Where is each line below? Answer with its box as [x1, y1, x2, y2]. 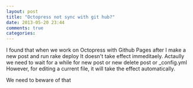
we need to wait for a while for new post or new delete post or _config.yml [6, 59, 188, 66]
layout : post [6, 8, 38, 15]
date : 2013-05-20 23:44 [6, 19, 65, 25]
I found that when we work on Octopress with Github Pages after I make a [6, 46, 186, 53]
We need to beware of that [6, 77, 71, 84]
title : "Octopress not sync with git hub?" [6, 14, 115, 20]
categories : [6, 31, 36, 36]
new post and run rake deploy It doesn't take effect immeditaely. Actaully [6, 53, 185, 60]
